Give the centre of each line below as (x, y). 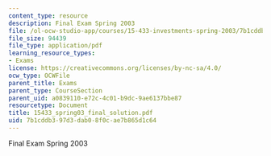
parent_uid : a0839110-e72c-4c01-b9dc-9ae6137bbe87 (95, 98)
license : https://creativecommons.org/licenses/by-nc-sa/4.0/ (115, 68)
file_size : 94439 (38, 38)
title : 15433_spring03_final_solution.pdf (81, 113)
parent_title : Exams (43, 83)
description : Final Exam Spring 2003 (72, 23)
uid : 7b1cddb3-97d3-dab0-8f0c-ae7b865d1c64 (83, 121)
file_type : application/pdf (56, 46)
